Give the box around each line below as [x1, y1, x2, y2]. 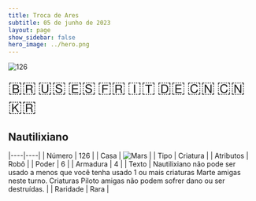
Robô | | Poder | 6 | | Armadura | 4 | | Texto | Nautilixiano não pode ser [8, 159, 236, 169]
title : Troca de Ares [8, 11, 80, 20]
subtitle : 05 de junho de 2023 [8, 19, 111, 27]
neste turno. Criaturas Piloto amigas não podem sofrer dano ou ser [8, 176, 225, 185]
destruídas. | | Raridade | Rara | [8, 184, 109, 193]
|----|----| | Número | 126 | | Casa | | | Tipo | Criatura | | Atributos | [8, 151, 249, 160]
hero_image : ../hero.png [8, 41, 90, 49]
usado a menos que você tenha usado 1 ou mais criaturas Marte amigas [8, 167, 242, 177]
